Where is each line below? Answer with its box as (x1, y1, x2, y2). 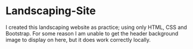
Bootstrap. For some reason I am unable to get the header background (5, 30, 179, 37)
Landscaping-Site (5, 4, 96, 18)
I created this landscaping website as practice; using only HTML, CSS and (5, 24, 187, 31)
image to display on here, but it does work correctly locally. (5, 36, 151, 43)
